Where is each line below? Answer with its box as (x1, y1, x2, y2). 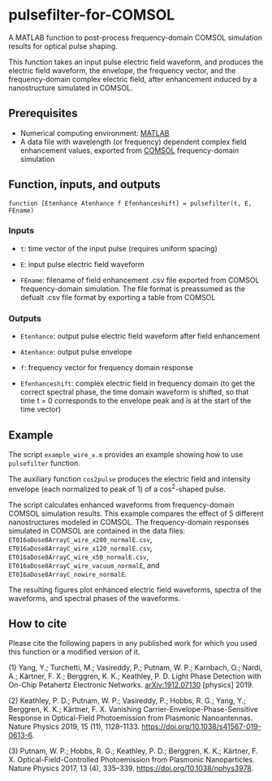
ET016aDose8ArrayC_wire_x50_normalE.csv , (8, 552, 149, 561)
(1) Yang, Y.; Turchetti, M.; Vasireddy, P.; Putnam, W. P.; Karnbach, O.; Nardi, (8, 663, 263, 673)
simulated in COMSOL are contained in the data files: (8, 526, 185, 535)
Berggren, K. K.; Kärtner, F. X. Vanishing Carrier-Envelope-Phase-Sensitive (8, 705, 258, 714)
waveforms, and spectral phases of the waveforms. (8, 593, 181, 603)
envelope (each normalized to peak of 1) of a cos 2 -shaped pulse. (8, 482, 226, 494)
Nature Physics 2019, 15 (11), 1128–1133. (8, 722, 140, 731)
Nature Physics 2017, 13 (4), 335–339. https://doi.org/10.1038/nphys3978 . (8, 763, 254, 774)
